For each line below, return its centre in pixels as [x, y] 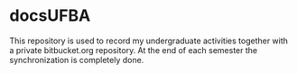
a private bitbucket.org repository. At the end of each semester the [134, 50]
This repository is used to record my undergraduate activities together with [149, 41]
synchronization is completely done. [77, 60]
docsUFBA [50, 16]
